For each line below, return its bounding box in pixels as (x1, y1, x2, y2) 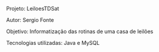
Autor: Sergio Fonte (6, 17, 54, 23)
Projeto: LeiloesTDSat (6, 5, 60, 12)
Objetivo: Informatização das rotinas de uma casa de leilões (6, 28, 154, 35)
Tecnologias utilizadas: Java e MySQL (6, 40, 100, 46)
